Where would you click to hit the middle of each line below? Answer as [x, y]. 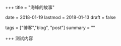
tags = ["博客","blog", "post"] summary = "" [50, 27]
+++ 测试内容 [19, 38]
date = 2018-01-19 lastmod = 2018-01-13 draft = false [60, 17]
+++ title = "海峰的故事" [30, 7]
